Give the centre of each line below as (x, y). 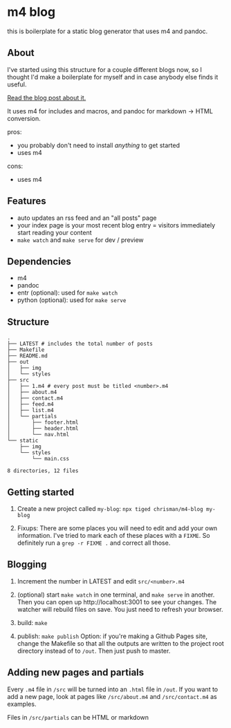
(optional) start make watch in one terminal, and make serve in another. (116, 595)
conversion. (24, 118)
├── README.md (28, 356)
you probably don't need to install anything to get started (98, 145)
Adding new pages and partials (76, 672)
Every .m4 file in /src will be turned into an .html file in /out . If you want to (113, 689)
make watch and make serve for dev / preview (80, 240)
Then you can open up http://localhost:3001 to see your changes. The (117, 601)
